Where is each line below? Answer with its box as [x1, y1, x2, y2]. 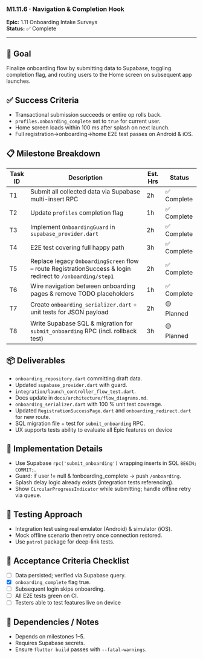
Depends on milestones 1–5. [14, 633, 85, 640]
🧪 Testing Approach [6, 509, 83, 519]
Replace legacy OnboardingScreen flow [30, 256, 139, 265]
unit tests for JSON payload [30, 308, 109, 316]
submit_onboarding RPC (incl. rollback [30, 326, 137, 335]
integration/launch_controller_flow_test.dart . [14, 388, 136, 395]
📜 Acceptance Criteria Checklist [6, 556, 130, 566]
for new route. [14, 413, 51, 420]
